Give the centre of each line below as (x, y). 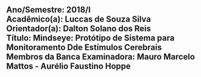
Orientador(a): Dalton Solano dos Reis (79, 29)
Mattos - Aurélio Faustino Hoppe (69, 66)
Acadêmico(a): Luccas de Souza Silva (79, 20)
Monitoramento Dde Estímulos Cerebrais (84, 48)
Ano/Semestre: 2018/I (48, 10)
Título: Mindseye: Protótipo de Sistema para (90, 38)
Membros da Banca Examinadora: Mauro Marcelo (101, 57)
